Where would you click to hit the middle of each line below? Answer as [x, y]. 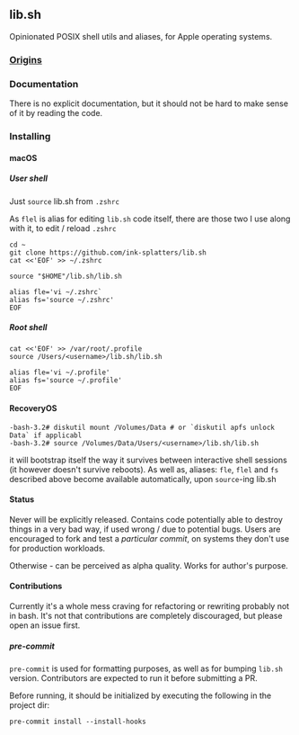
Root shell [28, 327]
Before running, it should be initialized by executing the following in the [141, 695]
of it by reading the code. [56, 113]
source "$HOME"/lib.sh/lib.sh [66, 276]
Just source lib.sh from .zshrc [64, 201]
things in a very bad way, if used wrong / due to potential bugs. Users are [145, 529]
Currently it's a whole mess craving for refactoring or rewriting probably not [149, 606]
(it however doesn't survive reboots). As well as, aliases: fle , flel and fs [144, 469]
